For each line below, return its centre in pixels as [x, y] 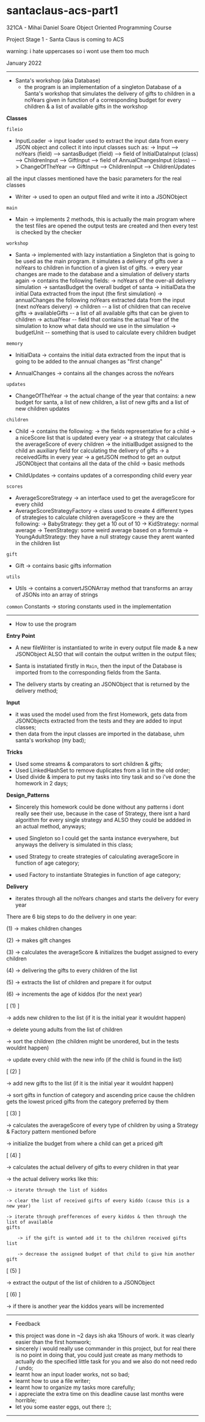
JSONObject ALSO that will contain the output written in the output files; [106, 654]
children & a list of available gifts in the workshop [86, 106]
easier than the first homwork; [53, 1342]
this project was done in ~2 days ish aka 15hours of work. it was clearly [105, 1335]
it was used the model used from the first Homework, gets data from [101, 714]
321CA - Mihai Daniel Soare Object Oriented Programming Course [89, 27]
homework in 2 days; [41, 783]
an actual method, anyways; [51, 826]
